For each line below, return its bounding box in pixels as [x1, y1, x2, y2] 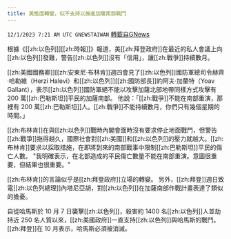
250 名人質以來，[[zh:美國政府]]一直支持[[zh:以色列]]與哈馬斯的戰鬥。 [20, 216, 220, 224]
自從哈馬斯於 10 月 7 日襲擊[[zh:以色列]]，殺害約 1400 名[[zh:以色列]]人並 [7, 207, 215, 215]
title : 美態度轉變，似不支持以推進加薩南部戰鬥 [7, 10, 127, 17]
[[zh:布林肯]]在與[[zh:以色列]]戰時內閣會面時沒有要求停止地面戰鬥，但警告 [7, 126, 217, 134]
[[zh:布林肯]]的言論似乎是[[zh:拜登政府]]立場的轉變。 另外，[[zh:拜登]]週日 [7, 175, 219, 183]
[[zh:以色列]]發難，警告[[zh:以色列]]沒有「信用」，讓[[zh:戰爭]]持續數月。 [7, 53, 214, 61]
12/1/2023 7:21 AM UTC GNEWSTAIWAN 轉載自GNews [7, 30, 150, 38]
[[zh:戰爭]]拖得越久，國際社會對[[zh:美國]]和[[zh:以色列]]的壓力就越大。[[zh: [7, 134, 224, 142]
